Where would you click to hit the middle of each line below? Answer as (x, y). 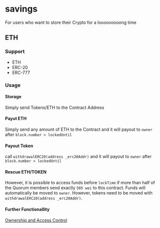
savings (21, 9)
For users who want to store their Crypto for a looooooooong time (71, 22)
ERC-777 (21, 72)
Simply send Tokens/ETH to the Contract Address (55, 107)
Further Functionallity (27, 209)
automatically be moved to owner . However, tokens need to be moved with (79, 193)
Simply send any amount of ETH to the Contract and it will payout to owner (79, 129)
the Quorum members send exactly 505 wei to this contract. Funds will (75, 188)
